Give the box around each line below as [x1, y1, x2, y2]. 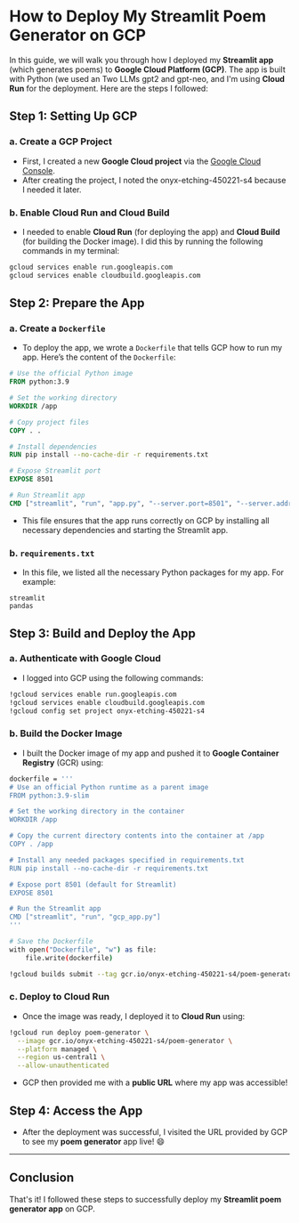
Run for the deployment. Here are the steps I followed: [9, 83, 209, 93]
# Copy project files [9, 417, 90, 426]
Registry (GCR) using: [21, 757, 104, 767]
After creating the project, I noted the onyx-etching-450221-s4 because [21, 174, 287, 185]
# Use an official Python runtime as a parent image [9, 782, 209, 791]
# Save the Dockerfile [9, 937, 93, 946]
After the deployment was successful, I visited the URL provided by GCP [21, 1127, 287, 1137]
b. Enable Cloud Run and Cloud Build [9, 207, 171, 219]
